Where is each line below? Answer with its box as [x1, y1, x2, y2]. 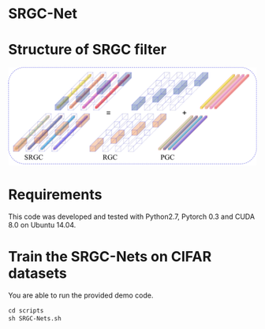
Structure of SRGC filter [8, 41, 167, 59]
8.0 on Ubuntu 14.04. [8, 220, 77, 229]
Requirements [8, 186, 103, 204]
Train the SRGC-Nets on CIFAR [8, 248, 212, 266]
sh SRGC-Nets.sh [8, 314, 62, 323]
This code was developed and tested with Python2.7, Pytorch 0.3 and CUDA [8, 212, 255, 221]
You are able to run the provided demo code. [8, 290, 154, 300]
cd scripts [8, 306, 44, 315]
